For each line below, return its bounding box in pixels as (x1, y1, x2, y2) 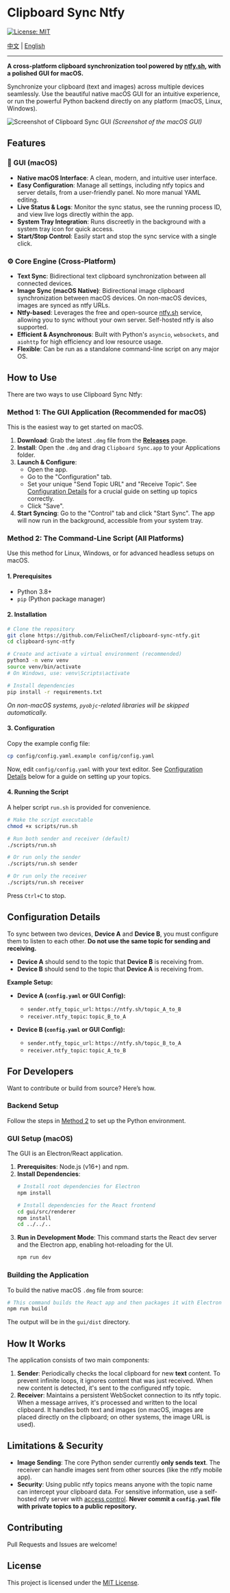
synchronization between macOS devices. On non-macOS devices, (16, 294, 207, 302)
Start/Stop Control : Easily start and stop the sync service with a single (16, 232, 217, 240)
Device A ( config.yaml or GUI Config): (16, 991, 126, 1000)
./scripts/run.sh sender (7, 860, 78, 867)
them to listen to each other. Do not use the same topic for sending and (7, 936, 211, 945)
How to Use (7, 372, 57, 383)
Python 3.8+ (16, 587, 53, 595)
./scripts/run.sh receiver (7, 880, 84, 886)
